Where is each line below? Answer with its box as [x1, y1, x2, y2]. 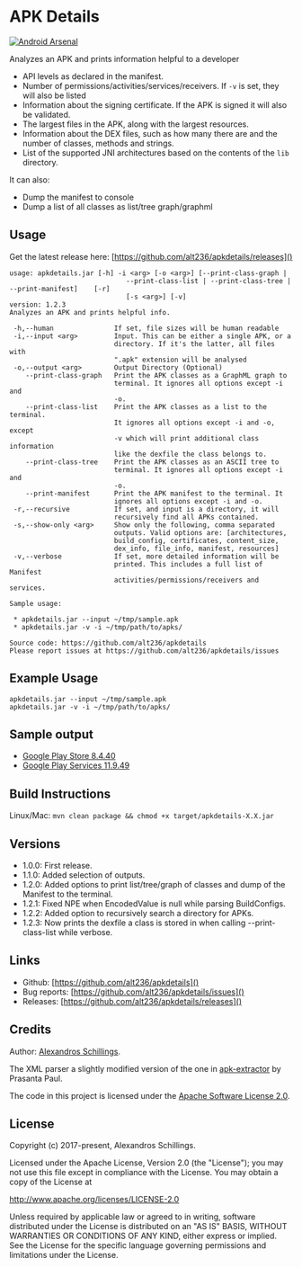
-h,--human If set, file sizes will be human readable [13, 324, 280, 333]
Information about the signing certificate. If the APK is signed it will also [22, 99, 288, 110]
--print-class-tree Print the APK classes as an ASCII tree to [25, 457, 280, 467]
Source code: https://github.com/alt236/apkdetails [9, 638, 207, 647]
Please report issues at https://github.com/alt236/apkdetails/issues [9, 646, 280, 656]
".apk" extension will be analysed [113, 355, 247, 364]
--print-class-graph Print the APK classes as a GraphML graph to [25, 370, 288, 379]
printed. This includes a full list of [113, 559, 263, 568]
